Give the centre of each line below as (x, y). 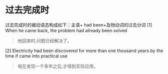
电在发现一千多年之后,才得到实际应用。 (58, 66)
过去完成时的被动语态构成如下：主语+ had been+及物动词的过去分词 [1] (79, 25)
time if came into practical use (36, 56)
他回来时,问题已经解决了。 (44, 41)
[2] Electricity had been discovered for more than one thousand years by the (84, 51)
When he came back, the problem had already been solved (66, 30)
